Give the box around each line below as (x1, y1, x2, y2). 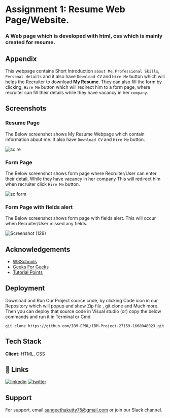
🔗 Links (5, 365, 29, 374)
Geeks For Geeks (12, 264, 49, 270)
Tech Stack (5, 337, 42, 346)
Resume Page (5, 119, 40, 126)
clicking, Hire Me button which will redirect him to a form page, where (5, 84, 151, 90)
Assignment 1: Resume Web (5, 4, 125, 15)
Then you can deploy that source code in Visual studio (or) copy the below (5, 308, 161, 314)
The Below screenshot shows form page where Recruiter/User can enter (5, 170, 157, 176)
